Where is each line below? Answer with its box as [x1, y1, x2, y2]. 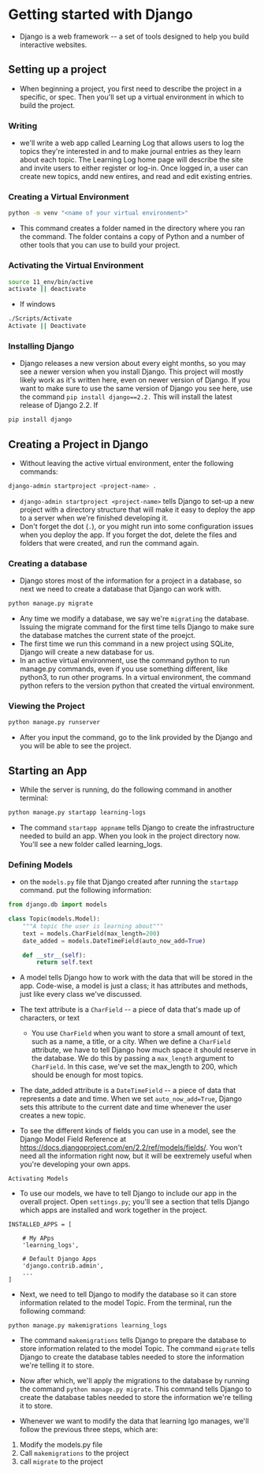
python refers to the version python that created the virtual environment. [19, 681, 255, 691]
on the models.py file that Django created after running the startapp [19, 877, 239, 886]
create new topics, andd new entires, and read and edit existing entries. [19, 172, 253, 181]
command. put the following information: [19, 886, 152, 895]
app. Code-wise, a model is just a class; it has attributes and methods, [19, 981, 248, 991]
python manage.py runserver [8, 718, 101, 726]
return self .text [36, 958, 93, 967]
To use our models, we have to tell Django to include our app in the [19, 1189, 237, 1198]
